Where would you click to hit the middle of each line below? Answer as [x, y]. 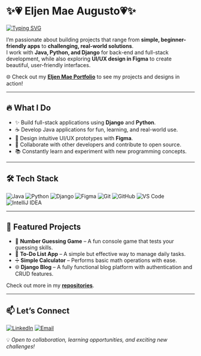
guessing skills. [34, 248]
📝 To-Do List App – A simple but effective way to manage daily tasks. [100, 254]
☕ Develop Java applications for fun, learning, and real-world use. [96, 129]
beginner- [173, 40]
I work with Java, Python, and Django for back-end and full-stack [87, 52]
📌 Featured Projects [44, 227]
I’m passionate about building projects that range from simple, [83, 40]
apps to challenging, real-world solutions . [80, 46]
